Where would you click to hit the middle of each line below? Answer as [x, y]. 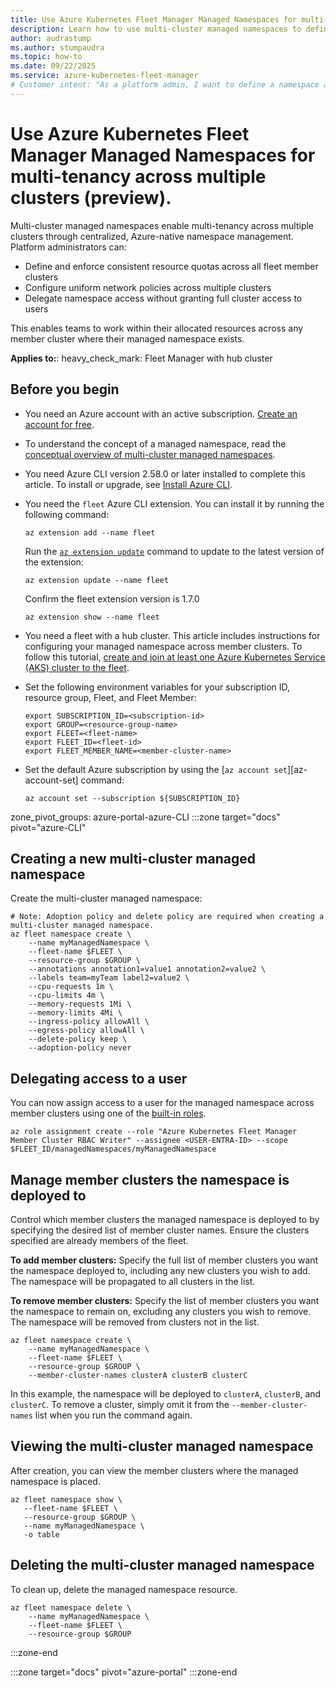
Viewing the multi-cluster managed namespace [162, 1446]
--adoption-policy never [80, 1048]
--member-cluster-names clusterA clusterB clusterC [138, 1375]
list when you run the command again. [113, 1415]
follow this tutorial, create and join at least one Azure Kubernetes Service [175, 657]
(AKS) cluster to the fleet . [77, 667]
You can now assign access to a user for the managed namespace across [162, 1103]
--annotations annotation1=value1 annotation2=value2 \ [147, 969]
